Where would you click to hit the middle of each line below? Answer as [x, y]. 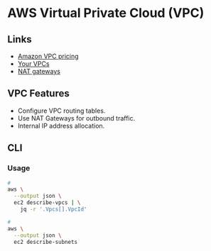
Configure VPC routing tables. [61, 111]
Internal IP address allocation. [61, 125]
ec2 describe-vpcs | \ [47, 203]
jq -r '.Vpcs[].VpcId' [54, 209]
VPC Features [38, 94]
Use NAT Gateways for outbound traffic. [76, 118]
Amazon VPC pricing [48, 56]
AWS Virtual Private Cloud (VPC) [106, 13]
